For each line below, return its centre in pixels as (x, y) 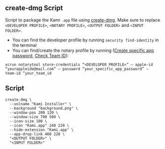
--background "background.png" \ (44, 108)
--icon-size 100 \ (29, 121)
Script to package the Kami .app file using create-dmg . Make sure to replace (83, 20)
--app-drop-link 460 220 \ (37, 134)
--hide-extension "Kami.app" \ (42, 130)
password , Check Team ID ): (40, 56)
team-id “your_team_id (28, 73)
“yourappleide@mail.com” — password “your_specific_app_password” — (77, 69)
